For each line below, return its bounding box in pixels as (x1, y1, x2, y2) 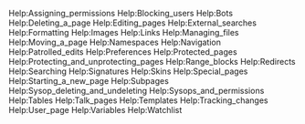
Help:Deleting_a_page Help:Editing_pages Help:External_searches (8, 17, 258, 28)
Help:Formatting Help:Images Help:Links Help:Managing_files (8, 27, 239, 37)
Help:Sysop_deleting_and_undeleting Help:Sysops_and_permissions (8, 86, 265, 96)
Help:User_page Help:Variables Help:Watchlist (8, 105, 183, 115)
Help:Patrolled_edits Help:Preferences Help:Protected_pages (8, 46, 238, 57)
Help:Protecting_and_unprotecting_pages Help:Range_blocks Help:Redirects (8, 57, 296, 67)
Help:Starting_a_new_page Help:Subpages (8, 76, 170, 86)
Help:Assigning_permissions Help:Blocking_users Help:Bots (8, 8, 234, 18)
